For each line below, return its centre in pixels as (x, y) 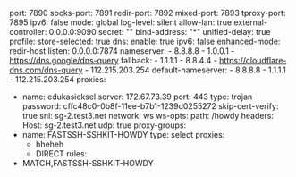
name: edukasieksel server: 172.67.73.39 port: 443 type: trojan (137, 97)
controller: (28, 32)
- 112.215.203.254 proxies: (58, 79)
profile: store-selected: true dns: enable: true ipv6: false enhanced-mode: (145, 41)
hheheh (50, 144)
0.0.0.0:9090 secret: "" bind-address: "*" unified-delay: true (160, 32)
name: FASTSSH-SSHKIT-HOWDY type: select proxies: (123, 135)
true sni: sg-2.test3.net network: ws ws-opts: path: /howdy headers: (148, 116)
